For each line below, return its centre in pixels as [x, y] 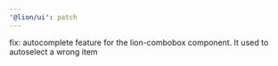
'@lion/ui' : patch [43, 17]
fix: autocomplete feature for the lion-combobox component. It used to [139, 42]
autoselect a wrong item [53, 51]
